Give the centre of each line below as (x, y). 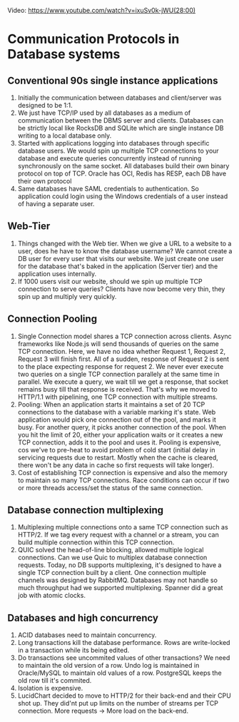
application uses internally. (57, 273)
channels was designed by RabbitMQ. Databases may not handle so (117, 580)
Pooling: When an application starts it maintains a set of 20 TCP (111, 404)
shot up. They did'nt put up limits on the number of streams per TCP (118, 703)
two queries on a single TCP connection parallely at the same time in (118, 374)
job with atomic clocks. (51, 596)
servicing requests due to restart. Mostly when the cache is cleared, (118, 457)
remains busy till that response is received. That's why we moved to (117, 389)
